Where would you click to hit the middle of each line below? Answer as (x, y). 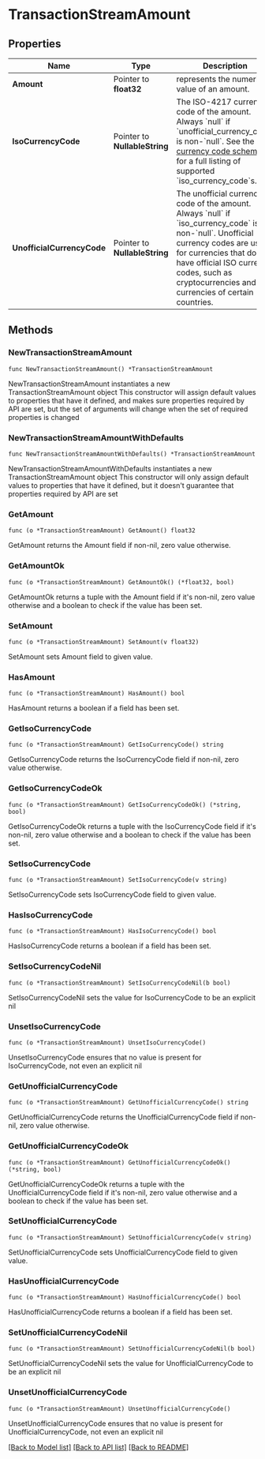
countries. (195, 302)
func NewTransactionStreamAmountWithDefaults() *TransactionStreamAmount (132, 454)
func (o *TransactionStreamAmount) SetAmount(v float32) (104, 642)
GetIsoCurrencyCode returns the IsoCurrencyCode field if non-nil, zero (123, 760)
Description (225, 66)
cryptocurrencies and (216, 282)
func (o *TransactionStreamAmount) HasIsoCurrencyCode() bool (112, 932)
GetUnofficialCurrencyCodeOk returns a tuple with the (97, 1184)
